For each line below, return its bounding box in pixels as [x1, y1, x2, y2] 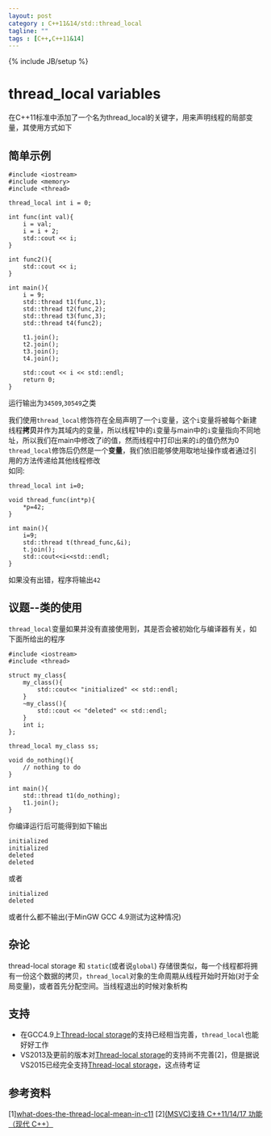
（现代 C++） [8, 1119, 54, 1129]
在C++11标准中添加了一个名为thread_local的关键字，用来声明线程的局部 [8, 112, 246, 122]
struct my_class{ [8, 671, 67, 679]
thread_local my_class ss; [8, 741, 99, 750]
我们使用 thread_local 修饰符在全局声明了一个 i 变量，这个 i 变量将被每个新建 [8, 416, 257, 424]
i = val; [23, 220, 52, 228]
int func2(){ [8, 255, 52, 264]
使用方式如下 [29, 123, 73, 133]
